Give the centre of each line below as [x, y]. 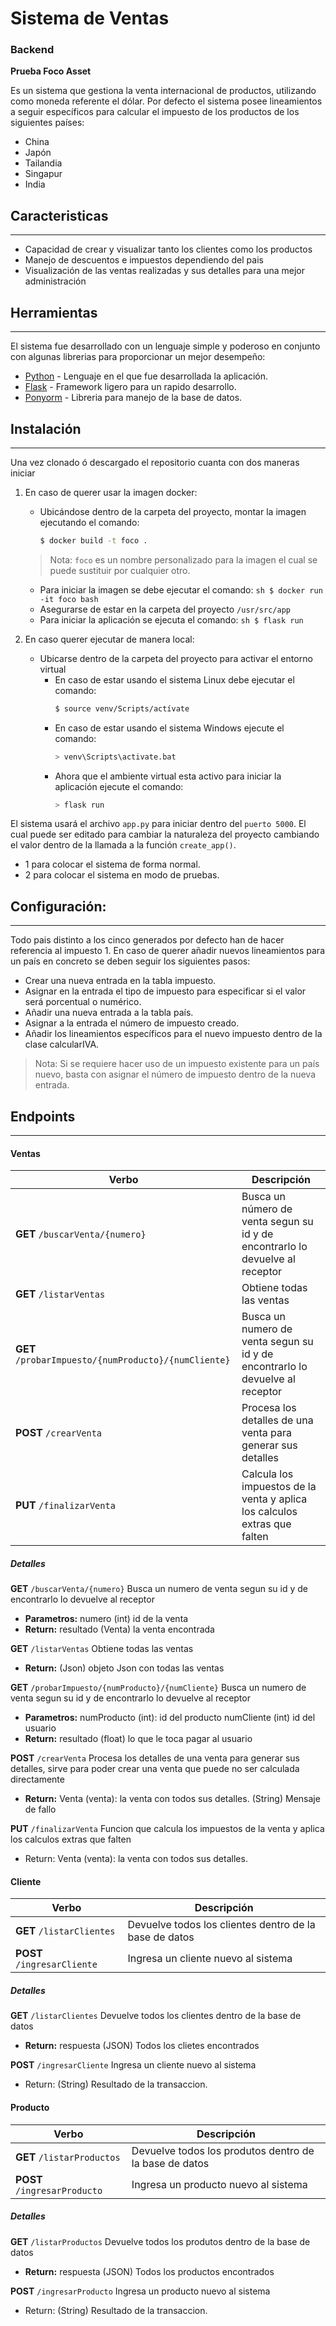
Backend [32, 50]
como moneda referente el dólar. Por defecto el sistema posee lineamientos [166, 101]
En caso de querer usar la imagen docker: [111, 492]
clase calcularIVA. [62, 1044]
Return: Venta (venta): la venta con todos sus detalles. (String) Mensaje [172, 1799]
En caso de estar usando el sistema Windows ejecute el [169, 728]
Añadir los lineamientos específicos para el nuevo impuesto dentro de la [173, 1034]
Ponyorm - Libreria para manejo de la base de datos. [133, 398]
